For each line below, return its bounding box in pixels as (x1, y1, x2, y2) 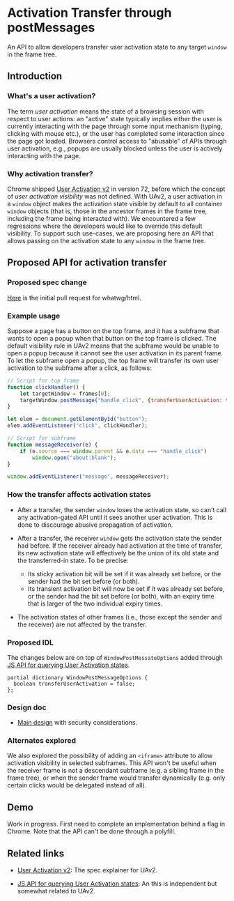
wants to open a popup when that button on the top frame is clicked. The (7, 334, 217, 342)
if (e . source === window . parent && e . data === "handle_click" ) (19, 447, 208, 454)
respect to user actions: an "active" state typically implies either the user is (7, 114, 222, 123)
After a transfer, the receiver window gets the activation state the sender (17, 534, 222, 542)
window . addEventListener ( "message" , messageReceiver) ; (7, 473, 170, 480)
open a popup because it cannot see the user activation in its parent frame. (7, 348, 224, 357)
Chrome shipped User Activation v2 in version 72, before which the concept (7, 185, 226, 193)
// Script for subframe (7, 435, 77, 442)
